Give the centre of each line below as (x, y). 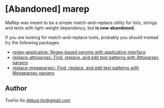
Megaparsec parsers (33, 73)
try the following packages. (33, 42)
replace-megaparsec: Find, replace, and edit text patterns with (75, 68)
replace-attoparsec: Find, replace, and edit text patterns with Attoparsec (85, 57)
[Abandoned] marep (47, 9)
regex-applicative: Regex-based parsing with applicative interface (79, 52)
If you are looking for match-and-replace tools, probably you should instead (82, 37)
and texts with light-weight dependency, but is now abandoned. (70, 27)
